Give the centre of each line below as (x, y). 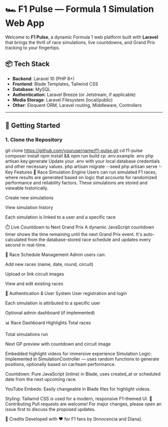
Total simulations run (27, 334)
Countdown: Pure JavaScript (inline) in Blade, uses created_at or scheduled (83, 374)
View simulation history (29, 207)
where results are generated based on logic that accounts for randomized (81, 177)
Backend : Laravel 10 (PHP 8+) (43, 78)
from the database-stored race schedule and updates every (89, 239)
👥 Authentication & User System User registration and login (66, 293)
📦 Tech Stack (27, 64)
